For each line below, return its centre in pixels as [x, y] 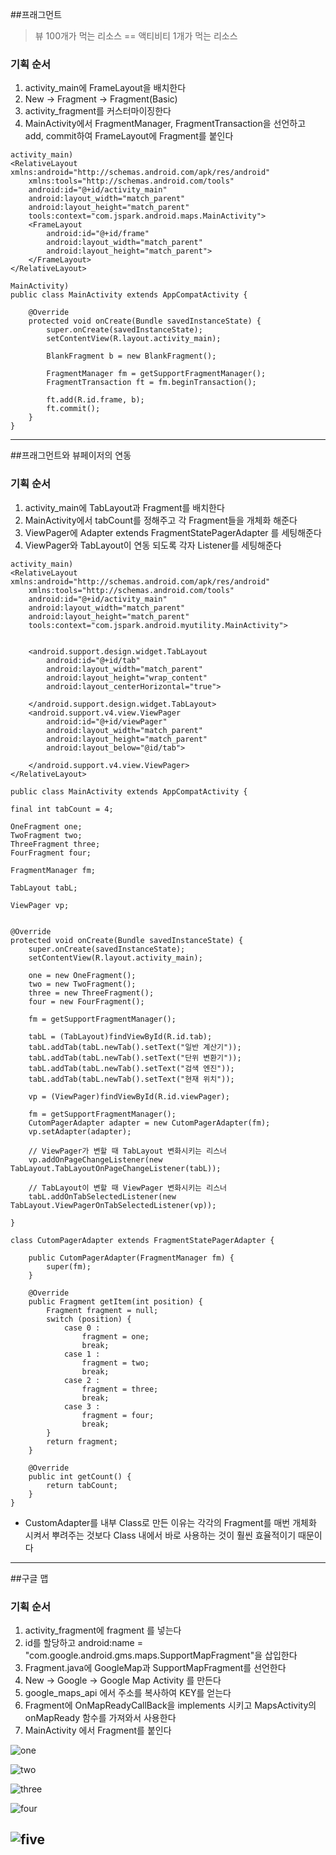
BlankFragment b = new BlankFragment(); [131, 356]
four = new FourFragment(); [86, 1001]
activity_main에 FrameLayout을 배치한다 [105, 88]
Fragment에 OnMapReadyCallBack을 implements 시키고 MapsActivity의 [170, 1705]
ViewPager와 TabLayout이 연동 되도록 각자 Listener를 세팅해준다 [153, 545]
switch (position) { [89, 1319]
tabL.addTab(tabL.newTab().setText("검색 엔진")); [131, 1068]
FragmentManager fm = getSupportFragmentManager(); [156, 374]
